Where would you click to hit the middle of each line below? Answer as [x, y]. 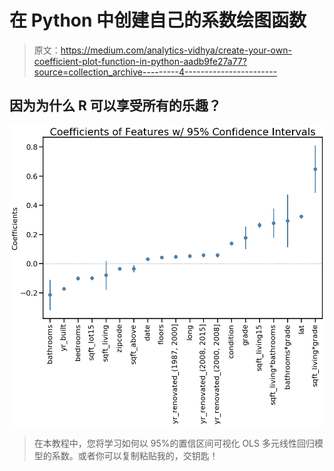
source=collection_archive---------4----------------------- [155, 72]
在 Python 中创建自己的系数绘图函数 [158, 20]
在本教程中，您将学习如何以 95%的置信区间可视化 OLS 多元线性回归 [174, 443]
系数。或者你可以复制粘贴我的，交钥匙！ [135, 456]
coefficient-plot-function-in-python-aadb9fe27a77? [140, 61]
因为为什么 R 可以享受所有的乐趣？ [115, 106]
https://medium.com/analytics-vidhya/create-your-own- [176, 50]
